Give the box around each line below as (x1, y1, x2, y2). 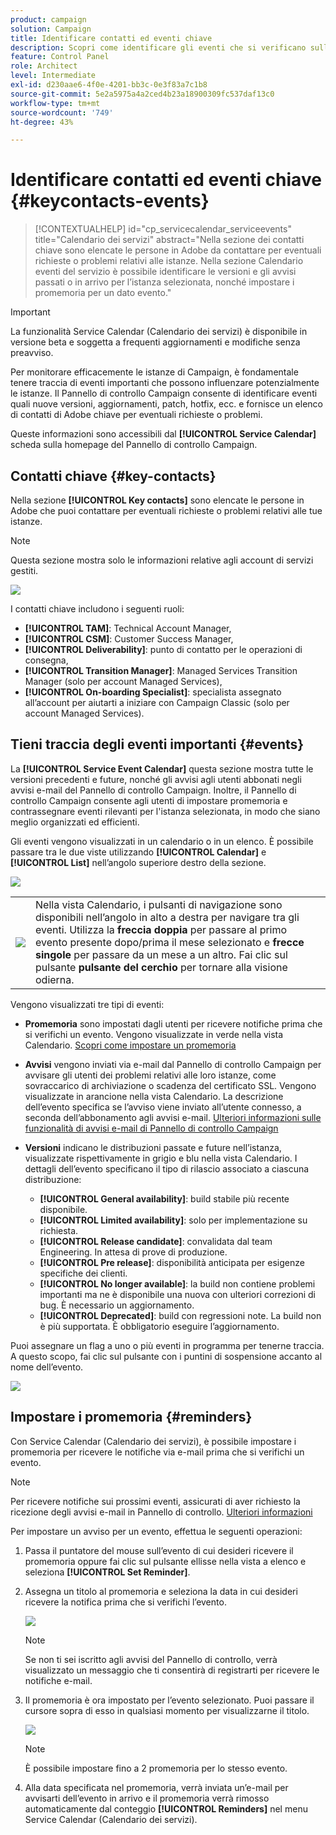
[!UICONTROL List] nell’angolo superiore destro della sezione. (10, 856, 267, 868)
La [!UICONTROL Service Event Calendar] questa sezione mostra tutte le (10, 762, 314, 775)
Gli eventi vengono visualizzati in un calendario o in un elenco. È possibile (10, 835, 314, 847)
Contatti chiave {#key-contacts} (10, 467, 217, 485)
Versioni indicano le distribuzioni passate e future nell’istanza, (24, 1141, 282, 1153)
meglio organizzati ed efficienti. (10, 816, 140, 828)
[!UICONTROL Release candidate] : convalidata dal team (39, 1235, 273, 1247)
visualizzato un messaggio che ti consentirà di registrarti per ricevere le (24, 1664, 320, 1676)
